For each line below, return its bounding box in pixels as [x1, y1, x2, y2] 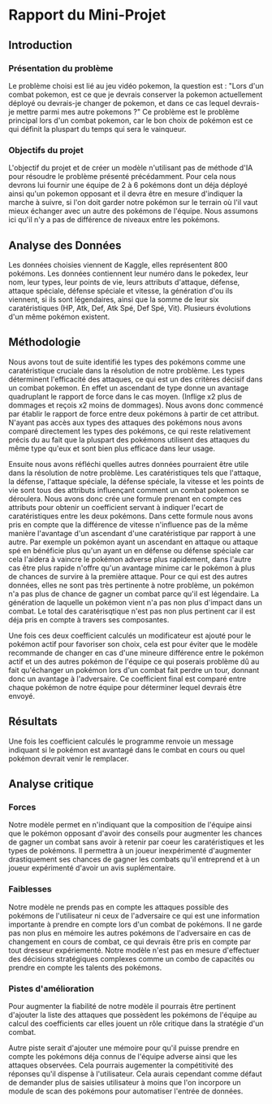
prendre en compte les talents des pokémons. [8, 962, 162, 972]
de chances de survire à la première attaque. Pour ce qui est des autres [8, 571, 248, 581]
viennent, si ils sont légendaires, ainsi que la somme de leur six [8, 295, 219, 304]
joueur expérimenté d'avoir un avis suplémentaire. [8, 863, 176, 873]
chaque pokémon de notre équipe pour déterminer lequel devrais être [8, 682, 242, 692]
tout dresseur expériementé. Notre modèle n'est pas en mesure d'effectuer [8, 945, 260, 955]
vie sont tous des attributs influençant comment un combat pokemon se [8, 485, 249, 495]
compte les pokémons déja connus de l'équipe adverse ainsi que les [8, 1051, 238, 1061]
